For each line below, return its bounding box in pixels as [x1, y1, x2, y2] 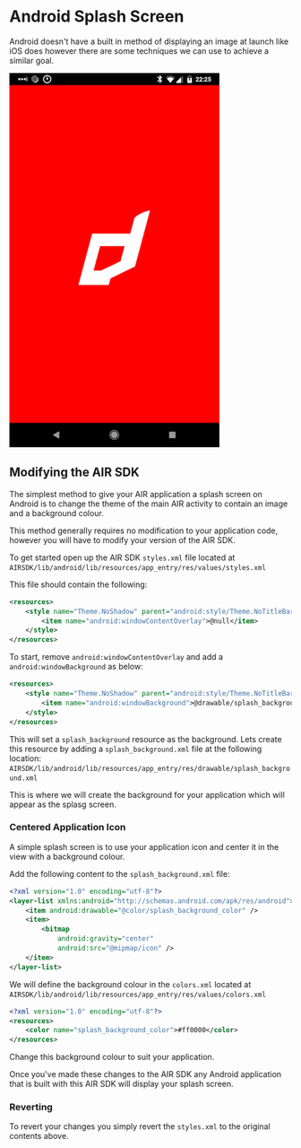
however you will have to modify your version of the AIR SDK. [9, 534, 236, 545]
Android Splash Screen [9, 6, 185, 27]
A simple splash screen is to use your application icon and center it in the [9, 841, 279, 852]
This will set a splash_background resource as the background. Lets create [9, 733, 282, 744]
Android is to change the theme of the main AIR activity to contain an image [9, 498, 288, 509]
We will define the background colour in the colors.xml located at [9, 978, 252, 989]
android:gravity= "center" [56, 934, 154, 943]
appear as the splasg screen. [9, 799, 116, 810]
